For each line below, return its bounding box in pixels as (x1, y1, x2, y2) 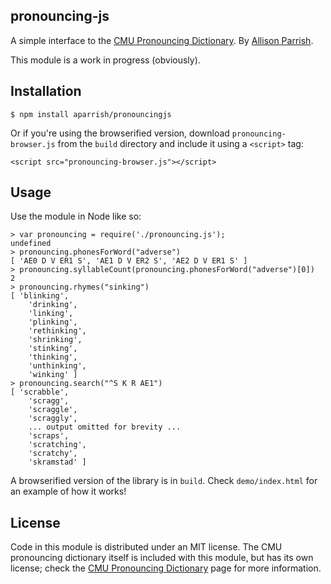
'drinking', (28, 300, 78, 310)
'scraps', (28, 431, 70, 441)
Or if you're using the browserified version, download (10, 127, 230, 139)
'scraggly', (28, 414, 78, 424)
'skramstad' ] (28, 457, 87, 468)
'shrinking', (28, 335, 83, 345)
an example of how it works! (10, 485, 127, 498)
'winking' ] (28, 370, 78, 380)
